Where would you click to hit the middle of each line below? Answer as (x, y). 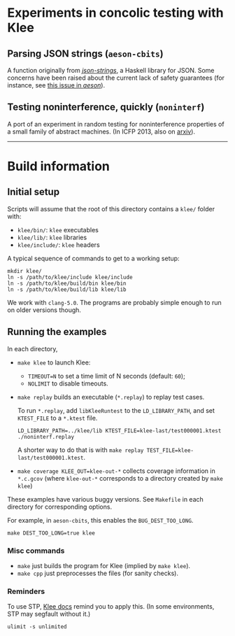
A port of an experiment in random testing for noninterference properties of (116, 124)
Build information (59, 167)
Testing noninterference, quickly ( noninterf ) (106, 107)
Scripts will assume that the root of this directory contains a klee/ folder (111, 209)
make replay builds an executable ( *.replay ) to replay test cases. (111, 397)
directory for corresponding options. (60, 507)
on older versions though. (44, 310)
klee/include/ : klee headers (58, 245)
